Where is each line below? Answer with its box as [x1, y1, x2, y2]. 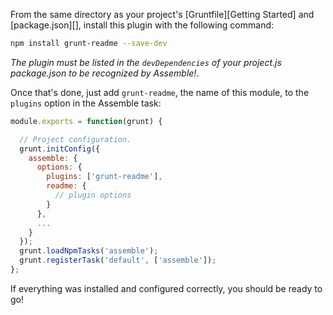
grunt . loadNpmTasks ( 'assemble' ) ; [19, 246, 159, 256]
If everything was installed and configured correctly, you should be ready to [10, 282, 323, 294]
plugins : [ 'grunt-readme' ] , [46, 172, 163, 182]
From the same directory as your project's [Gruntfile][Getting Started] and [10, 9, 315, 20]
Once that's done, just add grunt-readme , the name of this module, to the [10, 86, 310, 98]
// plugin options [54, 190, 132, 200]
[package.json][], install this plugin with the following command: [10, 19, 275, 31]
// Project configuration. [19, 134, 132, 144]
